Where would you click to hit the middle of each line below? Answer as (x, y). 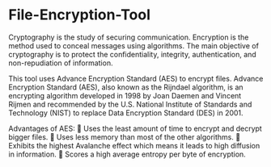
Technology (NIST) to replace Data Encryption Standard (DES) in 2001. (126, 113)
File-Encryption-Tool (80, 15)
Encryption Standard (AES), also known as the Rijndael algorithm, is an (126, 87)
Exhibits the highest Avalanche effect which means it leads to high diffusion (134, 145)
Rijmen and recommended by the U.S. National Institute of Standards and (130, 104)
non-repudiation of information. (61, 63)
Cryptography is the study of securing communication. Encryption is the (129, 37)
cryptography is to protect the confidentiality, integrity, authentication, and (132, 54)
